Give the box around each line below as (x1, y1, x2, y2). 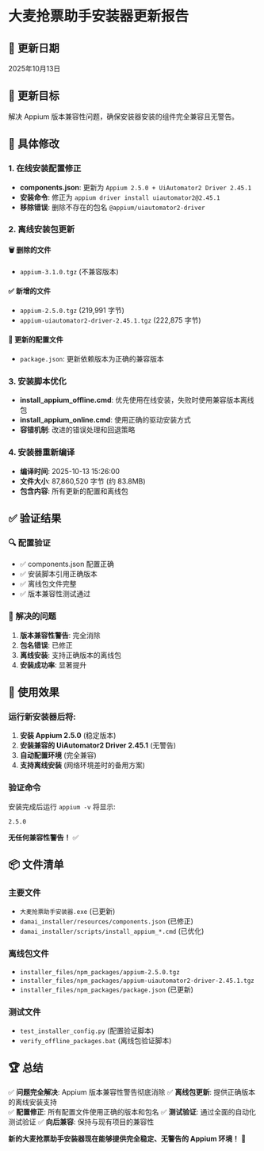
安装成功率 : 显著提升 (19, 660, 87, 670)
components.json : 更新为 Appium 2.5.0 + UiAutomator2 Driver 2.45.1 (19, 182, 252, 192)
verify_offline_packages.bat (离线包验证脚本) (19, 1035, 172, 1045)
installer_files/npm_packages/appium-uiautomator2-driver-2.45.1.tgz (19, 977, 255, 985)
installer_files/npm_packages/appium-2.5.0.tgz (19, 968, 180, 976)
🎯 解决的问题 (8, 611, 57, 622)
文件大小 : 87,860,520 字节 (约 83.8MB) (19, 476, 146, 486)
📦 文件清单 (8, 858, 65, 871)
